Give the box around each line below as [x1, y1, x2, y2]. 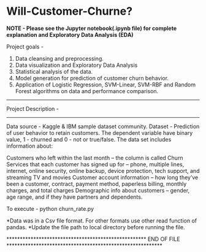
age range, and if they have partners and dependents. [6, 193, 143, 200]
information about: [6, 142, 53, 150]
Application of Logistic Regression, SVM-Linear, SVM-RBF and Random [15, 81, 196, 88]
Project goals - [6, 43, 44, 50]
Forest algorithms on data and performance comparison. [15, 87, 159, 94]
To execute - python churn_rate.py [6, 205, 94, 212]
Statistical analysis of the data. [15, 67, 93, 75]
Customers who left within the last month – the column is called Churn [6, 154, 183, 161]
